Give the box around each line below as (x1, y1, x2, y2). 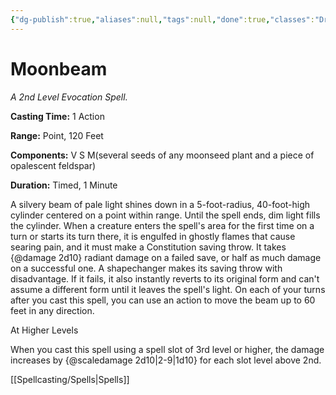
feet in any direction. (10, 304, 95, 316)
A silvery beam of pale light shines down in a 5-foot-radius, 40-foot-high (10, 198, 311, 210)
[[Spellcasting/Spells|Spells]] (10, 373, 130, 385)
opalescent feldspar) (10, 159, 97, 171)
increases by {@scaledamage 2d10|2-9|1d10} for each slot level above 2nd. (10, 354, 322, 366)
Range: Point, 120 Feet (10, 129, 104, 141)
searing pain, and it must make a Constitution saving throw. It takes (10, 241, 287, 253)
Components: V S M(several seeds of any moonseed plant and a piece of (10, 149, 315, 161)
